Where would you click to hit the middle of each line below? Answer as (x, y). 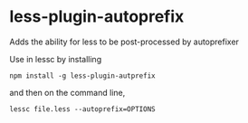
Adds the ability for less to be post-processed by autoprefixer (124, 42)
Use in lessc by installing (56, 59)
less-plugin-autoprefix (97, 17)
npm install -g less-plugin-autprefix (82, 76)
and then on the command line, (67, 92)
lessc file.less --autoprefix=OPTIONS (82, 109)
